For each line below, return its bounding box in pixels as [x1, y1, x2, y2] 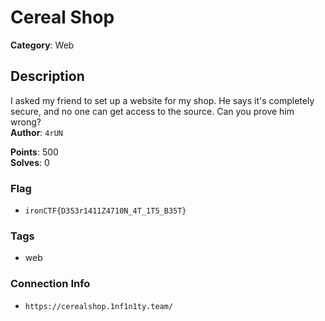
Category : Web [10, 39, 75, 51]
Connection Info [10, 277, 91, 291]
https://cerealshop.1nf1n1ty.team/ [24, 301, 174, 311]
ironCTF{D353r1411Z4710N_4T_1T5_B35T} [24, 206, 187, 216]
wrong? [10, 116, 42, 128]
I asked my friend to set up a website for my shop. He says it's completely [10, 94, 315, 106]
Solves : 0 [10, 156, 50, 168]
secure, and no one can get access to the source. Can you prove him [10, 105, 295, 117]
